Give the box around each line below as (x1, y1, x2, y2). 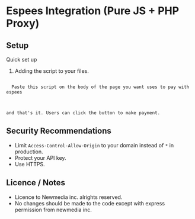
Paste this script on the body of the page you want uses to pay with (11, 84, 190, 90)
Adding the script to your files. (14, 67, 89, 75)
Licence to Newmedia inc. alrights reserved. (14, 194, 123, 201)
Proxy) (6, 17, 40, 30)
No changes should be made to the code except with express (14, 199, 165, 207)
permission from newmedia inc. (14, 206, 92, 213)
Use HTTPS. (14, 160, 46, 168)
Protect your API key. (14, 154, 66, 161)
